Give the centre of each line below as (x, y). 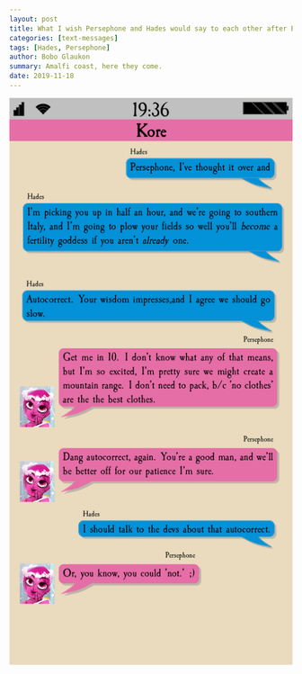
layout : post (34, 19)
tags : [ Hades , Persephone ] (60, 48)
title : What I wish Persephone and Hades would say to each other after (148, 28)
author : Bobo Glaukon (50, 57)
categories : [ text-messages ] (64, 38)
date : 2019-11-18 (42, 76)
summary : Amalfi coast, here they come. (86, 67)
